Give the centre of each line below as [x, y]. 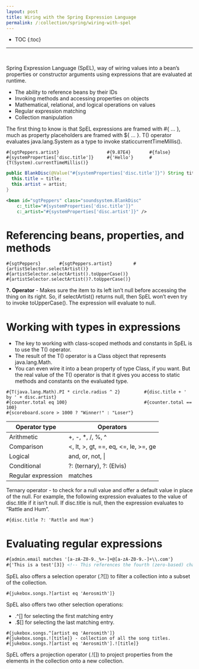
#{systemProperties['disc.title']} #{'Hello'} [70, 158]
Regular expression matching [50, 111]
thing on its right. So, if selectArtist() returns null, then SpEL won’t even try [97, 297]
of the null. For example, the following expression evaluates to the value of [97, 497]
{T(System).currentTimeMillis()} [47, 163]
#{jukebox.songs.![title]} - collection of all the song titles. [88, 639]
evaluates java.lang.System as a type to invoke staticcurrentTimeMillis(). [94, 142]
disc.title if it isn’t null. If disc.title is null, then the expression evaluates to [95, 503]
